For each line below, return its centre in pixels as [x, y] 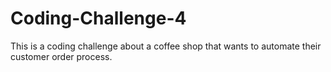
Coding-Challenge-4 [98, 18]
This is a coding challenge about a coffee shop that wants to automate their [166, 46]
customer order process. [61, 56]
